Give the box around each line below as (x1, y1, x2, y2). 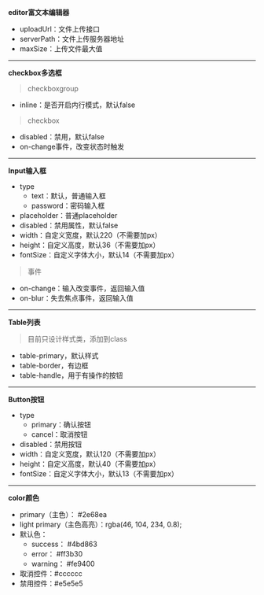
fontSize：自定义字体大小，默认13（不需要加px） (19, 469, 179, 479)
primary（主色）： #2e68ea (19, 510, 108, 519)
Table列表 (8, 318, 41, 327)
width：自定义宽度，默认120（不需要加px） (19, 449, 161, 459)
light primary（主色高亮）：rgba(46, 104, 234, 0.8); (19, 519, 182, 529)
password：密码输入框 (31, 201, 105, 210)
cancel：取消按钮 (31, 430, 88, 439)
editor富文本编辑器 (8, 8, 70, 17)
